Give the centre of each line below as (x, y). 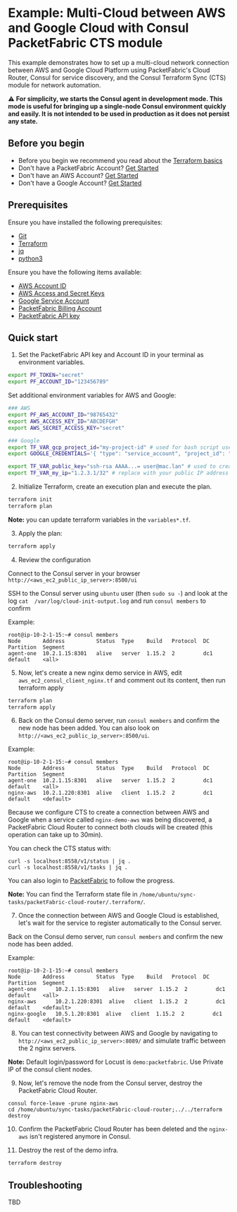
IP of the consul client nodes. (50, 1069)
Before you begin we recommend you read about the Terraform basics (120, 160)
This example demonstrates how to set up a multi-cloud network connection (118, 62)
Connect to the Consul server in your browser (74, 573)
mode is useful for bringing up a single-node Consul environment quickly (117, 106)
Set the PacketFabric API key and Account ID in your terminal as (111, 355)
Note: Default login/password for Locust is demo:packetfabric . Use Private (116, 1062)
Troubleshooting (45, 1185)
